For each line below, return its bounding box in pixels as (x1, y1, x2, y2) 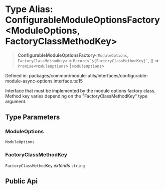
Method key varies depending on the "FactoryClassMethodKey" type (5, 93, 148, 99)
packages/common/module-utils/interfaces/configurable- (29, 72, 148, 78)
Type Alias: (5, 4, 54, 15)
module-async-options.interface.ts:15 (5, 78, 83, 84)
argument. (5, 98, 27, 104)
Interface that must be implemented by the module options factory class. (5, 87, 156, 93)
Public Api (5, 177, 38, 185)
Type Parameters (5, 113, 60, 122)
